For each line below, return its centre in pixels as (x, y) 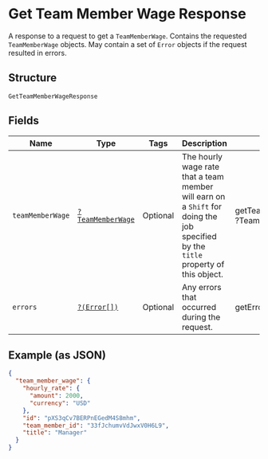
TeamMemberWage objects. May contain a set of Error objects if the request (128, 44)
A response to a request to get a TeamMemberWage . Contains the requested (128, 36)
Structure (33, 78)
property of (203, 264)
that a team (203, 176)
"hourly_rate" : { (51, 388)
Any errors (202, 287)
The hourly (203, 156)
